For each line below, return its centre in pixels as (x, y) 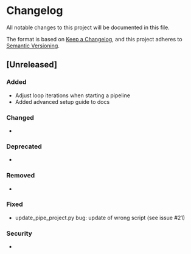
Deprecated (24, 146)
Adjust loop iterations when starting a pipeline (73, 95)
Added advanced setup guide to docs (62, 101)
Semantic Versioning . (33, 46)
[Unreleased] (32, 65)
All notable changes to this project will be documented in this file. (88, 27)
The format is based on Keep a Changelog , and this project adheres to (94, 39)
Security (19, 233)
